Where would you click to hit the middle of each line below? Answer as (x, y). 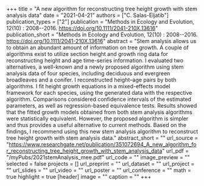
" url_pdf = (176, 151)
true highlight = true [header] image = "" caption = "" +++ (79, 177)
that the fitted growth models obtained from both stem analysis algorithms (100, 112)
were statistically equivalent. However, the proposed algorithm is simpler (97, 119)
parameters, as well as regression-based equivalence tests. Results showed (102, 105)
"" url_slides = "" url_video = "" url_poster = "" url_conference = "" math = (99, 170)
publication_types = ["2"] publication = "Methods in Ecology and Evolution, (100, 22)
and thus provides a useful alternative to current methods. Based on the (97, 125)
